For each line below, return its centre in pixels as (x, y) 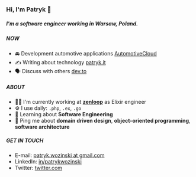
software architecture (42, 127)
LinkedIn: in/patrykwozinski (48, 162)
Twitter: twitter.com (38, 168)
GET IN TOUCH (25, 140)
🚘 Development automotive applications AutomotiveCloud (86, 54)
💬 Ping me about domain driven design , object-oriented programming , (102, 121)
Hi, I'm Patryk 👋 (29, 9)
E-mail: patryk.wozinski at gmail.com (60, 155)
